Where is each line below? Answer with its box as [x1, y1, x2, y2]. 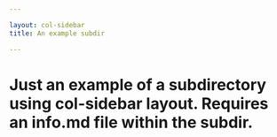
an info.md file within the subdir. [9, 112, 253, 133]
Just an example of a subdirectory [9, 74, 266, 95]
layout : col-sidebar [9, 20, 86, 29]
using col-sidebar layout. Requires [9, 94, 269, 113]
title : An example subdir [9, 28, 105, 38]
